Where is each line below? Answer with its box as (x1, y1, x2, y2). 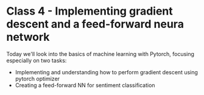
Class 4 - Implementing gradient (6, 4, 174, 18)
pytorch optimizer (15, 75, 60, 82)
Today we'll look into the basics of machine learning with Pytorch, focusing (6, 50, 195, 57)
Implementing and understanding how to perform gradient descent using (15, 68, 198, 76)
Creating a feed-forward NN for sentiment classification (15, 81, 155, 89)
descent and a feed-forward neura (6, 17, 185, 31)
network (6, 30, 50, 44)
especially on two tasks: (6, 57, 67, 64)
